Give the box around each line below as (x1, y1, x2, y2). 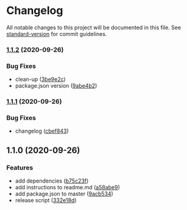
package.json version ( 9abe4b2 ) (15, 82, 97, 89)
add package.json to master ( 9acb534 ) (15, 190, 114, 198)
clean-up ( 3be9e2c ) (15, 75, 66, 83)
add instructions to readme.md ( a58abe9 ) (15, 184, 120, 191)
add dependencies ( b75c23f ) (15, 177, 89, 184)
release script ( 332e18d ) (15, 197, 77, 204)
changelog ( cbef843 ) (15, 127, 69, 135)
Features (6, 163, 34, 172)
